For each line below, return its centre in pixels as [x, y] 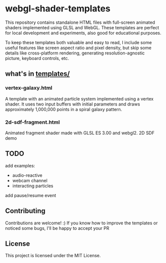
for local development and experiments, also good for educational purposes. [83, 33]
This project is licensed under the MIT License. [53, 256]
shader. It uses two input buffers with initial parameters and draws [73, 104]
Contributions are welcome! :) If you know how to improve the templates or [82, 223]
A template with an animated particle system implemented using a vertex [79, 99]
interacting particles [33, 186]
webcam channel [30, 180]
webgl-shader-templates [58, 9]
